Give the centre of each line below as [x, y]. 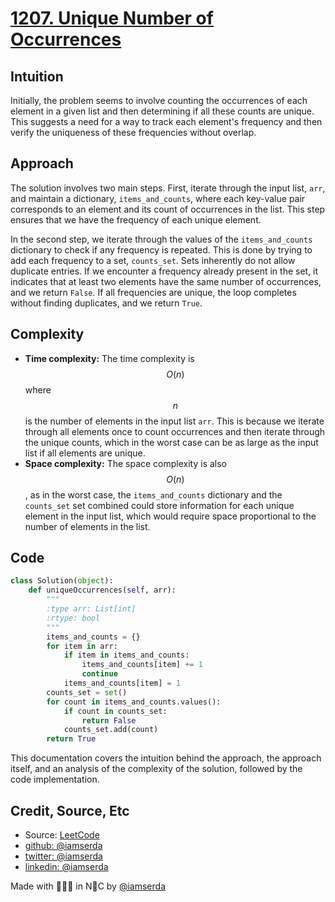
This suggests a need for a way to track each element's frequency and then [166, 121]
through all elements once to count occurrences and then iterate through [175, 431]
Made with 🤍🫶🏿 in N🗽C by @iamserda [88, 886]
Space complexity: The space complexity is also [126, 463]
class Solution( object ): [62, 581]
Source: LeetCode [62, 835]
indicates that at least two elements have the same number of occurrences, [166, 281]
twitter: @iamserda [63, 856]
